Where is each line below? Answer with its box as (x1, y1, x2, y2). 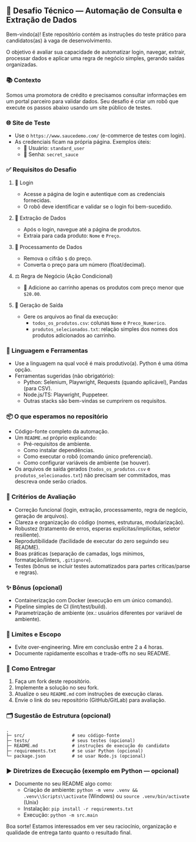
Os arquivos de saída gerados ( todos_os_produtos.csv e (14, 466, 151, 473)
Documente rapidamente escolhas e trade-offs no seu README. (14, 650, 171, 657)
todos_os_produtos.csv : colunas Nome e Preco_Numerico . (32, 319, 167, 326)
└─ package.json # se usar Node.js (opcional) (6, 753, 146, 759)
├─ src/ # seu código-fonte (6, 732, 119, 738)
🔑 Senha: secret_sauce (23, 151, 79, 158)
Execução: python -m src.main (23, 811, 98, 818)
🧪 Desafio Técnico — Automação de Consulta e (6, 6, 182, 16)
